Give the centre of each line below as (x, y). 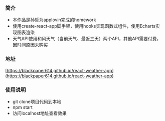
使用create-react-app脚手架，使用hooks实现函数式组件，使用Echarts (84, 26)
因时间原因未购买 (30, 45)
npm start (22, 107)
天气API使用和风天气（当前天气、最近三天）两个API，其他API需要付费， (87, 39)
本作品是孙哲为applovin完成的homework (54, 20)
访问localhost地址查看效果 (39, 113)
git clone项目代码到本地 (37, 101)
